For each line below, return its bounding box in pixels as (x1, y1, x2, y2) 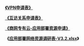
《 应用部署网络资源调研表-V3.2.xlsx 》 (5, 36, 79, 41)
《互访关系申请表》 (5, 15, 43, 21)
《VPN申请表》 (5, 5, 33, 10)
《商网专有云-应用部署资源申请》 (5, 25, 71, 31)
